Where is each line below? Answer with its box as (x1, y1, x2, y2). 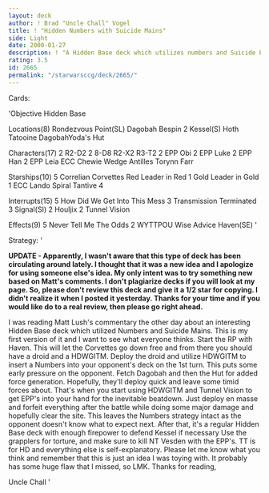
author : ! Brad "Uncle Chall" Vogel (8, 19, 130, 27)
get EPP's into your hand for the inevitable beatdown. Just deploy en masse (8, 393, 259, 404)
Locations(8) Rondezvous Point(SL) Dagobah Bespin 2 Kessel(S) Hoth (8, 124, 239, 133)
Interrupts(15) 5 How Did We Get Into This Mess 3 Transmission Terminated (8, 196, 257, 205)
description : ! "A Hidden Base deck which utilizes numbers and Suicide (8, 49, 256, 57)
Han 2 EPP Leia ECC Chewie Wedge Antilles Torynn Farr (8, 157, 195, 166)
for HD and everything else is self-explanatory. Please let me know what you (8, 444, 260, 454)
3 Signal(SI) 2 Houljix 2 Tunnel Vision (8, 205, 130, 214)
